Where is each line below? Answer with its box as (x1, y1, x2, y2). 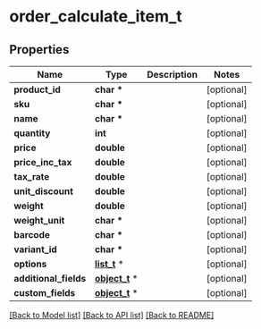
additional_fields (13, 273, 87, 284)
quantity (13, 127, 51, 139)
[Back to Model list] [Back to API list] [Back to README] (9, 310, 215, 320)
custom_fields (13, 287, 76, 299)
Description (147, 69, 198, 80)
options (13, 257, 47, 270)
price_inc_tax (13, 156, 72, 168)
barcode (13, 229, 51, 240)
